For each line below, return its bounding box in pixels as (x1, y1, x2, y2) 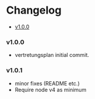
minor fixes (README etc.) (14, 79, 80, 87)
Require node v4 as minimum (14, 86, 87, 93)
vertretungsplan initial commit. (14, 52, 90, 59)
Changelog (6, 4, 62, 17)
